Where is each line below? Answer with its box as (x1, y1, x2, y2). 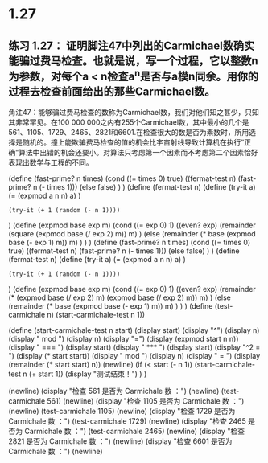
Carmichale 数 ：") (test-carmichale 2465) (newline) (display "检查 (23, 427, 245, 436)
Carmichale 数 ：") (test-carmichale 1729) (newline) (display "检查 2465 (8, 416, 247, 426)
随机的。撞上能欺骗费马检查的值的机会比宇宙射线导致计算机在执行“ (22, 137, 245, 147)
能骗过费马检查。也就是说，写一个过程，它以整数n (8, 54, 259, 68)
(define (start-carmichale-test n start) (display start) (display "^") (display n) (8, 326, 260, 334)
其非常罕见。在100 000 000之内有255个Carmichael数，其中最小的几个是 (8, 117, 249, 127)
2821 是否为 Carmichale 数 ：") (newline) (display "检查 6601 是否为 (8, 436, 233, 446)
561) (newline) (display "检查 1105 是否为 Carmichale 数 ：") (47, 396, 245, 406)
